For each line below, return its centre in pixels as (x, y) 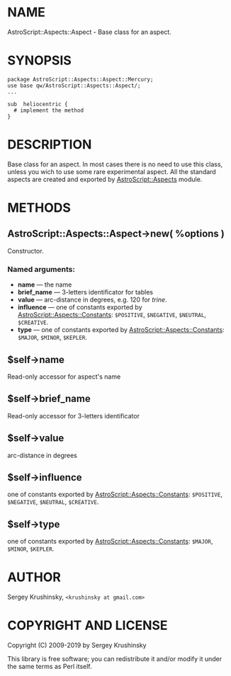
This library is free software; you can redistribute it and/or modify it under (115, 659)
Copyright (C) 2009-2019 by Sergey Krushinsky (77, 646)
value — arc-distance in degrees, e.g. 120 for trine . (92, 300)
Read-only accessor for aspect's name (64, 377)
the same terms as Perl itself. (50, 667)
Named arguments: (41, 269)
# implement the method (49, 110)
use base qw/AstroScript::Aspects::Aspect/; (74, 86)
